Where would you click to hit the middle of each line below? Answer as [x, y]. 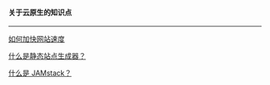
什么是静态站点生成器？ [47, 56]
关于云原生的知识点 [40, 12]
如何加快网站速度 [37, 39]
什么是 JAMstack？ [40, 73]
